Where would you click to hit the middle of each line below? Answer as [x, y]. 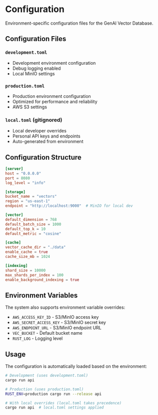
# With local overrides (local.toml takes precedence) [63, 403]
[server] [14, 169]
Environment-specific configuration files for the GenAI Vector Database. [79, 23]
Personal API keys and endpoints [46, 136]
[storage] [15, 192]
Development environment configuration [54, 63]
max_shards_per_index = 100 [34, 275]
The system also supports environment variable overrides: [65, 308]
